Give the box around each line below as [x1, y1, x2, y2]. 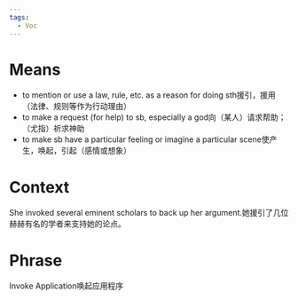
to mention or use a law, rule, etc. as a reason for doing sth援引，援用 [21, 90, 277, 100]
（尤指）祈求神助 [21, 123, 85, 134]
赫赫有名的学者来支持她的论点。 [9, 218, 126, 229]
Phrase [9, 250, 63, 271]
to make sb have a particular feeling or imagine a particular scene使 [21, 134, 270, 145]
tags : [9, 12, 29, 22]
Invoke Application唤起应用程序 [9, 280, 124, 291]
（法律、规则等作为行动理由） [21, 101, 131, 112]
